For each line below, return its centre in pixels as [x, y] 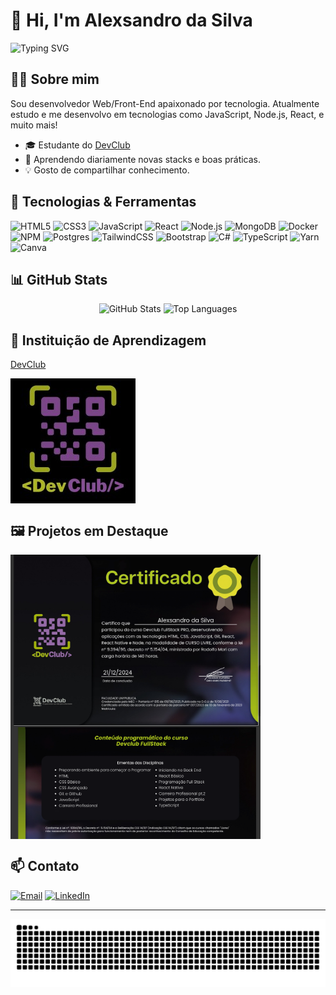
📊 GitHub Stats [59, 279]
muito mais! [34, 125]
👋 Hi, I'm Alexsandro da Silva [131, 20]
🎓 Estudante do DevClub [77, 145]
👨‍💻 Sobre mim [55, 79]
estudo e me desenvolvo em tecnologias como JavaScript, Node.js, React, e [167, 114]
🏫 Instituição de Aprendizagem [108, 340]
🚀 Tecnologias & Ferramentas [103, 202]
